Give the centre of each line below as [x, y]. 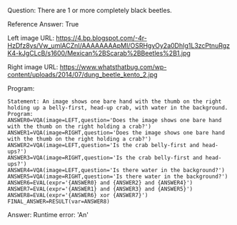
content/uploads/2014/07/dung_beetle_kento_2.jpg [83, 75]
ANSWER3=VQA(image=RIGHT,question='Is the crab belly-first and [105, 158]
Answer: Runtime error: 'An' [48, 215]
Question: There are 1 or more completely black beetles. [90, 10]
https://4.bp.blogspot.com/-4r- [102, 38]
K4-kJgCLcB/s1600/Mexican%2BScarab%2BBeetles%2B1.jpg [99, 53]
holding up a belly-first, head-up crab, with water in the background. [118, 108]
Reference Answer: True [43, 24]
